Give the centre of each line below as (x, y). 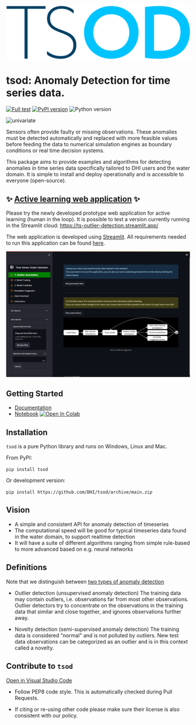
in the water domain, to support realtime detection (75, 537)
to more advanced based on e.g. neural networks (74, 549)
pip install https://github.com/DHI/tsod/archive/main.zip (79, 492)
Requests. (27, 697)
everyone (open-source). (36, 181)
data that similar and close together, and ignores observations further (98, 611)
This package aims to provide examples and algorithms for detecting (88, 162)
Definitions (27, 567)
